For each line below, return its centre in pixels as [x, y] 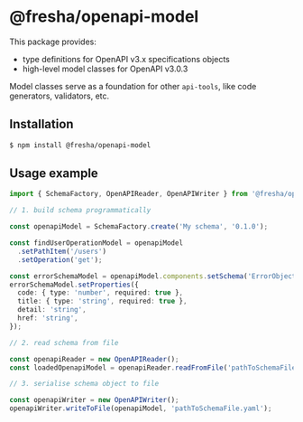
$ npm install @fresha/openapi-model [80, 145]
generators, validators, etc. [60, 96]
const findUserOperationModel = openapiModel [96, 243]
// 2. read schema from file [64, 342]
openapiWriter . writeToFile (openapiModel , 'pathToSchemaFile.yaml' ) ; [141, 408]
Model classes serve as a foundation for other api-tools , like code [133, 86]
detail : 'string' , [52, 310]
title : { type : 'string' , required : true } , [102, 301]
